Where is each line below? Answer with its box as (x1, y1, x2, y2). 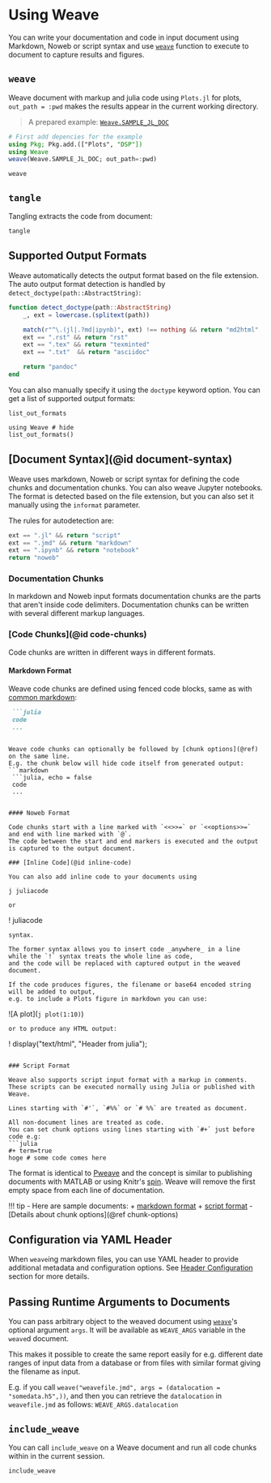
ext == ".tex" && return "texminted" (23, 340, 150, 349)
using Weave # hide (8, 423, 74, 431)
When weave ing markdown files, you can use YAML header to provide (8, 1254, 239, 1264)
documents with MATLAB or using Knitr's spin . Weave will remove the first (8, 1177, 256, 1186)
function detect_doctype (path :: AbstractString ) (8, 303, 172, 311)
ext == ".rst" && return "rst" (23, 333, 129, 341)
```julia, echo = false (11, 773, 92, 781)
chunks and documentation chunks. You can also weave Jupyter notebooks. (8, 482, 263, 492)
